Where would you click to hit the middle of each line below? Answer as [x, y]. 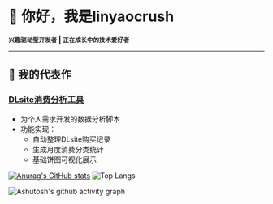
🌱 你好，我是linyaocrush [91, 17]
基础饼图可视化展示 [65, 159]
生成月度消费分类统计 [68, 149]
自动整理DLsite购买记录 [71, 139]
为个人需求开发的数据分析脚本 [70, 119]
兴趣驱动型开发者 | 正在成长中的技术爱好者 [69, 39]
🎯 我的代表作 [40, 75]
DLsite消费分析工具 [46, 100]
